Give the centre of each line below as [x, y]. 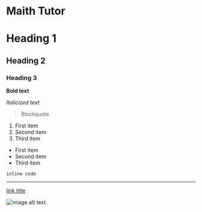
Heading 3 [22, 77]
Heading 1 [32, 39]
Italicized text [23, 103]
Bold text [18, 91]
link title [16, 191]
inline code [21, 174]
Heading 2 [26, 60]
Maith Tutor [36, 11]
